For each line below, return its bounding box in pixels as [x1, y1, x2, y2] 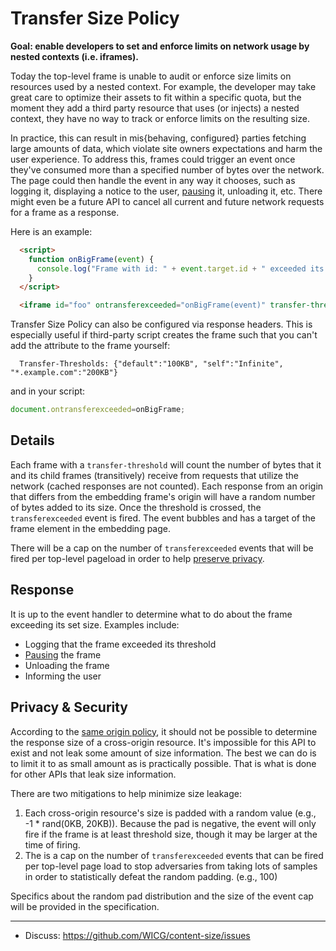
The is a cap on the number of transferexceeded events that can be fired [24, 849, 324, 861]
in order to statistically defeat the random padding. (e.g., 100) [24, 870, 278, 882]
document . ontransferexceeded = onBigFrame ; [10, 405, 186, 415]
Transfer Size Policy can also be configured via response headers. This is [10, 318, 313, 331]
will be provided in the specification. [10, 900, 160, 912]
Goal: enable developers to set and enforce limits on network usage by [10, 40, 310, 52]
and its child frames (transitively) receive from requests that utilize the [10, 469, 299, 481]
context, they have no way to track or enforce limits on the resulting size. [10, 112, 311, 124]
